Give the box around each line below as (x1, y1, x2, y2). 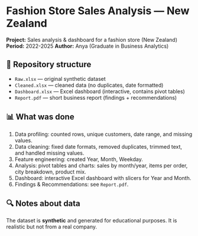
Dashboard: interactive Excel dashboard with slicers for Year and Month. (14, 174, 191, 181)
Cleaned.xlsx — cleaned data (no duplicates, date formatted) (14, 81, 164, 88)
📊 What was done (6, 112, 75, 122)
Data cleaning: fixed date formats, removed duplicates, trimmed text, (14, 143, 182, 150)
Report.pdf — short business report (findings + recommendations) (14, 94, 177, 101)
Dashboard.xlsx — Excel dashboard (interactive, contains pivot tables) (14, 87, 185, 95)
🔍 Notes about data (6, 198, 81, 208)
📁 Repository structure (6, 60, 92, 70)
